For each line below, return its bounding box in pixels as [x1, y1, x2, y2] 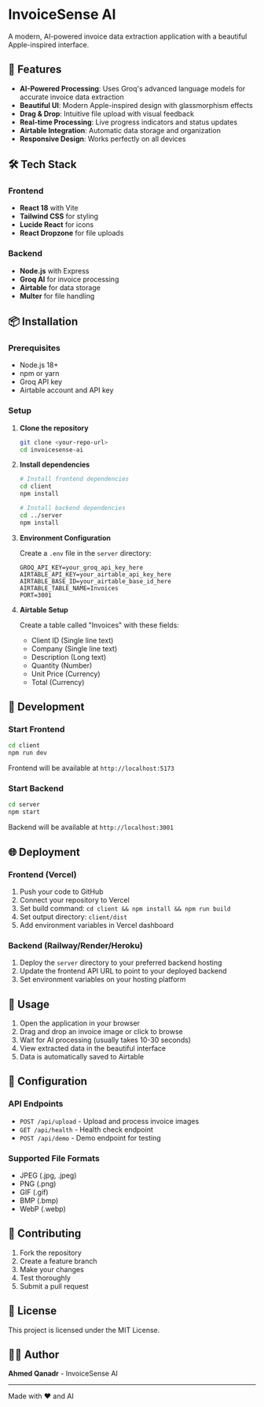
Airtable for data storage [19, 282, 101, 292]
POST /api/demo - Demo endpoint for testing [19, 1133, 161, 1142]
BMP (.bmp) [19, 1196, 59, 1205]
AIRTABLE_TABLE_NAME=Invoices [19, 584, 119, 592]
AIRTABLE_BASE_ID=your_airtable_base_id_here [19, 577, 171, 585]
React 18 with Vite [19, 203, 79, 213]
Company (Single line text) [31, 644, 118, 653]
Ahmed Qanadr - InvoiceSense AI [8, 1369, 118, 1379]
